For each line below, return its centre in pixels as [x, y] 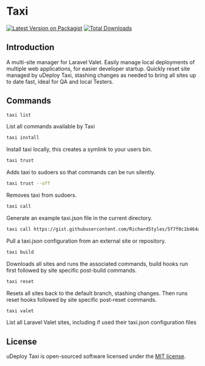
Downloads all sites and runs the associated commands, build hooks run [97, 263]
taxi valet [20, 311]
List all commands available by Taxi [51, 126]
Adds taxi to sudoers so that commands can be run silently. [81, 172]
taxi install [23, 138]
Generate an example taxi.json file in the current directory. [79, 218]
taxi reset [20, 281]
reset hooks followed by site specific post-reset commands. [82, 299]
